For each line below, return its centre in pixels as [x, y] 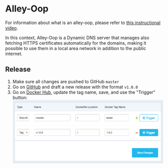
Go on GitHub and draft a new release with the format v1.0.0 [75, 87]
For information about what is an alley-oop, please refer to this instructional [83, 23]
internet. [14, 54]
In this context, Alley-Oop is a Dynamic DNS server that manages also [77, 38]
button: [20, 97]
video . [12, 28]
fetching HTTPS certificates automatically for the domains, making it [76, 43]
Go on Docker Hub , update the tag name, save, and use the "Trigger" [84, 92]
